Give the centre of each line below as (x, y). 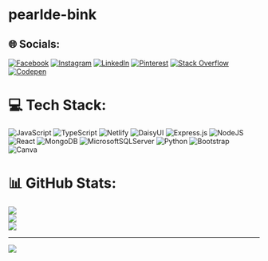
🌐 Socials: (34, 44)
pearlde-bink (53, 15)
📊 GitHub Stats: (63, 183)
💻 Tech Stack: (57, 105)
